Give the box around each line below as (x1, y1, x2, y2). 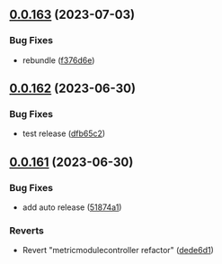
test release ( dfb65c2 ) (22, 128, 106, 139)
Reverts (9, 224, 45, 237)
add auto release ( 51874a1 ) (22, 202, 122, 213)
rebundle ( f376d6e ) (22, 54, 95, 66)
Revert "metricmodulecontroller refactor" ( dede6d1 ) (22, 245, 214, 256)
